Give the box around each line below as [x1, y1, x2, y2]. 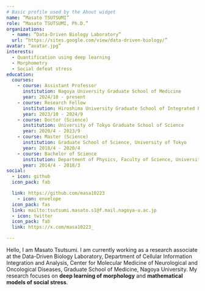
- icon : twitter [12, 213, 53, 219]
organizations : [6, 26, 45, 32]
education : [6, 71, 34, 77]
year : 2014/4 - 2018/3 [22, 162, 81, 168]
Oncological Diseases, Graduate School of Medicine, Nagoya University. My [6, 266, 197, 273]
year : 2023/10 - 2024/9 [22, 111, 84, 117]
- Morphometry [12, 60, 48, 66]
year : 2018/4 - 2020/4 [22, 145, 81, 151]
